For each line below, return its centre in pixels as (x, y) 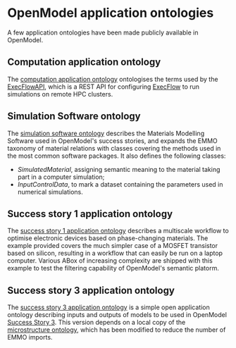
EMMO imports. (30, 337)
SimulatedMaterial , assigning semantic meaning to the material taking (119, 169)
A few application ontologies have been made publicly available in (103, 32)
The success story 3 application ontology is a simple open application (108, 307)
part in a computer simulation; (61, 177)
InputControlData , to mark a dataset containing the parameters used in (120, 184)
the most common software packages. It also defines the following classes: (117, 156)
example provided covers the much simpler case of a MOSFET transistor (113, 246)
